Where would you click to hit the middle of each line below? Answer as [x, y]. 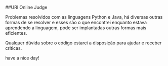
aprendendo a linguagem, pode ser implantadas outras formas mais [76, 28]
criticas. [14, 48]
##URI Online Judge [26, 7]
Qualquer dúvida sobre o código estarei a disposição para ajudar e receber [83, 43]
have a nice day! [22, 58]
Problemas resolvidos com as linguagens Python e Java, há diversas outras [84, 17]
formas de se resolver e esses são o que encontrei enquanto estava [76, 22]
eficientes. [16, 33]
